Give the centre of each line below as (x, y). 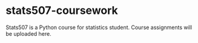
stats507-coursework (62, 11)
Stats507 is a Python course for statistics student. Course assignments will (99, 27)
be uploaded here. (29, 33)
